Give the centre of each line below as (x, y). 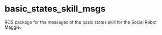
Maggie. (13, 27)
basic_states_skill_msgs (55, 9)
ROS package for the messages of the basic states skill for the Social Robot (81, 22)
